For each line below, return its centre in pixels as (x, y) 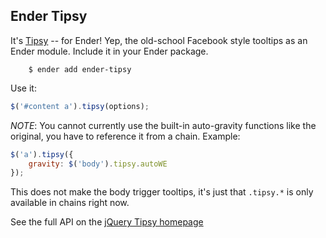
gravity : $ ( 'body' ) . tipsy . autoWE (98, 164)
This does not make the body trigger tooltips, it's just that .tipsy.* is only (162, 192)
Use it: (23, 88)
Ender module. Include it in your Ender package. (109, 51)
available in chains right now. (70, 203)
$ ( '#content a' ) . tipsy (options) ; (80, 106)
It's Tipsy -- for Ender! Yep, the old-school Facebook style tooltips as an (159, 40)
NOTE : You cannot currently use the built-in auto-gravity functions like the (163, 125)
